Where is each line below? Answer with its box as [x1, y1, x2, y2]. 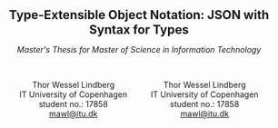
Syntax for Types [89, 22, 189, 37]
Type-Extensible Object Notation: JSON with [8, 7, 270, 23]
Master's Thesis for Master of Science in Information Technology [16, 44, 262, 54]
